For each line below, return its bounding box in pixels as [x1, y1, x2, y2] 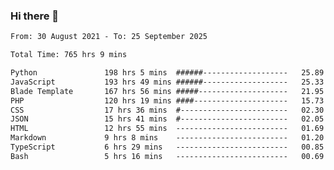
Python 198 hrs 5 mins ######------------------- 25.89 [10, 68, 325, 78]
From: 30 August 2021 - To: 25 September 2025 [10, 32, 208, 42]
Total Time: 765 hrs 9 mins [10, 50, 128, 60]
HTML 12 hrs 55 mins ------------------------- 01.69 [10, 124, 325, 134]
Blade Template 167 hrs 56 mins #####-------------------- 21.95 [10, 86, 325, 96]
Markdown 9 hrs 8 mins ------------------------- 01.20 [10, 133, 325, 143]
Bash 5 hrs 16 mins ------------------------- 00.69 [10, 151, 325, 161]
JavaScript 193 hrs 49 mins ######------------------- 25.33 [10, 77, 325, 87]
